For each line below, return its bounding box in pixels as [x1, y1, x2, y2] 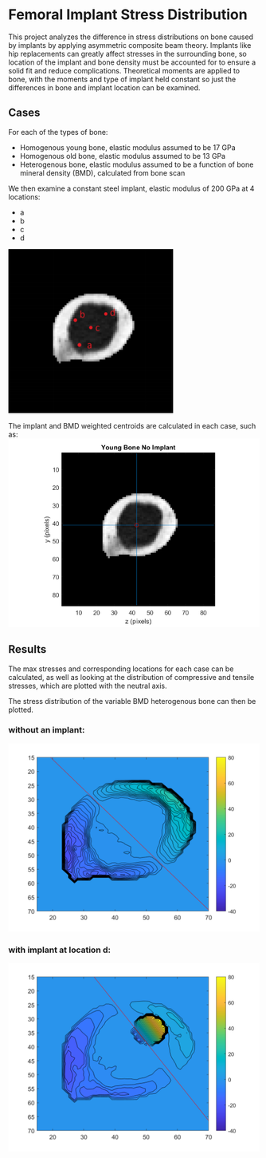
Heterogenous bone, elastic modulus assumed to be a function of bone [19, 160, 254, 169]
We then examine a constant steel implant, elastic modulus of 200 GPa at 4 [8, 184, 255, 193]
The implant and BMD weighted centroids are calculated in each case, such [8, 421, 256, 430]
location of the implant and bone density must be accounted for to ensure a [8, 57, 256, 67]
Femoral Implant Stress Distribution [8, 6, 248, 24]
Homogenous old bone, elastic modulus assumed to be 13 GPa [19, 151, 225, 160]
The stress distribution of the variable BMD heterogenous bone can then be [8, 696, 256, 705]
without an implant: [8, 725, 85, 736]
